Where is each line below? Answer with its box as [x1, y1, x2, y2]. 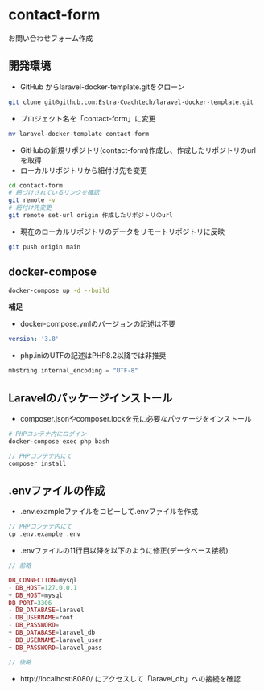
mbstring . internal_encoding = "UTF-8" [8, 367, 138, 375]
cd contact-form [8, 181, 63, 190]
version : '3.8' [8, 335, 60, 343]
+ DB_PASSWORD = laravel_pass [8, 644, 103, 652]
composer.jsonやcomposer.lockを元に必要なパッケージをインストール [19, 414, 252, 423]
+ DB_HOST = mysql [8, 591, 63, 599]
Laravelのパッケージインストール [8, 391, 173, 405]
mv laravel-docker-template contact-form [8, 130, 150, 138]
